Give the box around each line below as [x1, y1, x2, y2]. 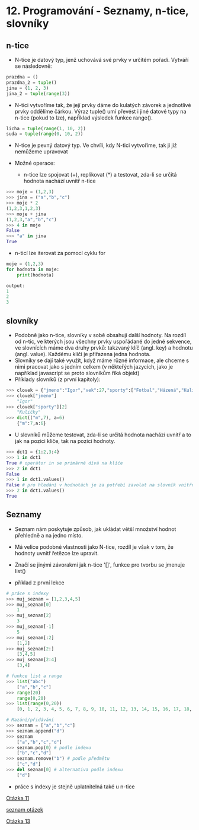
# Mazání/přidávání [6, 717, 54, 723]
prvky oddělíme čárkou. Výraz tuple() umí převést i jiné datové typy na [14, 108, 187, 115]
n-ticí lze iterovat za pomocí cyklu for [14, 250, 106, 256]
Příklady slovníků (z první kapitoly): [14, 376, 101, 383]
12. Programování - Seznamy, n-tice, [6, 4, 189, 18]
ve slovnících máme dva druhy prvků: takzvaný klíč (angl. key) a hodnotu [14, 344, 193, 351]
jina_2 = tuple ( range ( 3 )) [6, 90, 70, 96]
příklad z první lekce [14, 579, 65, 586]
